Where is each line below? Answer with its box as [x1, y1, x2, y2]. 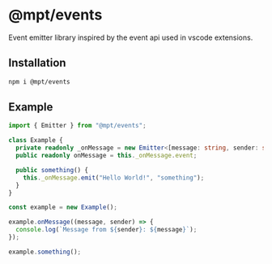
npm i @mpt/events [8, 77, 70, 86]
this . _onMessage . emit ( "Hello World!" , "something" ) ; [23, 173, 205, 182]
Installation [8, 56, 66, 70]
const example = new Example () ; [8, 203, 117, 212]
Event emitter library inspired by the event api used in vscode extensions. [8, 32, 253, 42]
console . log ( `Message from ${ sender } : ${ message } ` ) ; [15, 226, 198, 234]
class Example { [8, 136, 63, 145]
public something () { [15, 166, 89, 174]
